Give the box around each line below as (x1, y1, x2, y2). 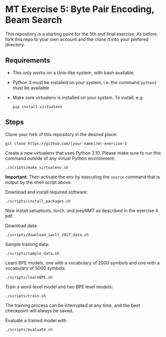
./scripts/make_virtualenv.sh (5, 165, 69, 170)
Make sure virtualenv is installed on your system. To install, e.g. (12, 94, 144, 100)
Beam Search (5, 14, 62, 26)
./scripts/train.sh (5, 293, 46, 298)
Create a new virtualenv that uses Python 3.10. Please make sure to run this (5, 150, 161, 156)
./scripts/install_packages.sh (5, 198, 71, 204)
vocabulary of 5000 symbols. (5, 265, 66, 271)
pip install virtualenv (12, 104, 63, 109)
